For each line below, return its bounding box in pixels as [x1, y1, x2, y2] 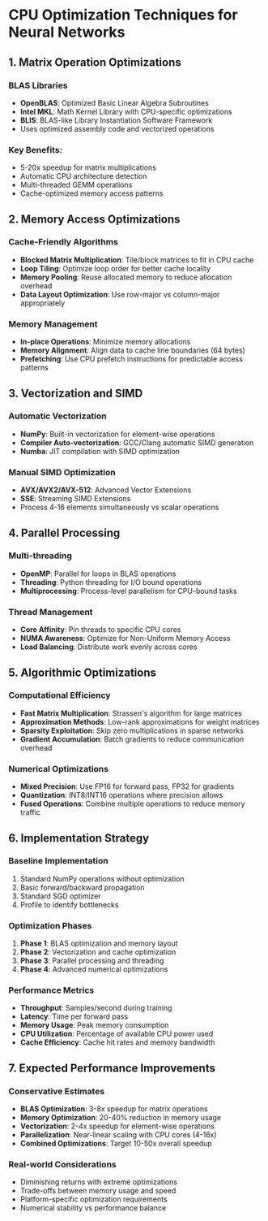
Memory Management [8, 318, 98, 330]
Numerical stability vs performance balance [19, 1203, 167, 1213]
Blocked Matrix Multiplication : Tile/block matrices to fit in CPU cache [19, 254, 254, 265]
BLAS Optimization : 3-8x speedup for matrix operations [19, 1104, 208, 1114]
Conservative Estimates [8, 1085, 105, 1097]
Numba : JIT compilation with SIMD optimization [19, 446, 181, 456]
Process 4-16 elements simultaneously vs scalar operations [19, 502, 219, 513]
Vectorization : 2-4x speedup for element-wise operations [19, 1121, 215, 1131]
